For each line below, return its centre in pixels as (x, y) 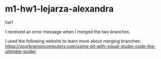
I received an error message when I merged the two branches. (68, 31)
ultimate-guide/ (21, 51)
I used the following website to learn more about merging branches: (73, 41)
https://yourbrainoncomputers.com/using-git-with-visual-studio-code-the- (80, 46)
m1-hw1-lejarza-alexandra (59, 9)
